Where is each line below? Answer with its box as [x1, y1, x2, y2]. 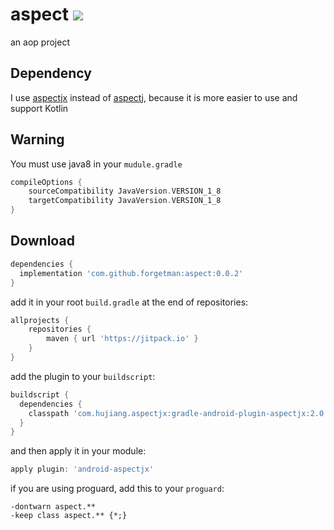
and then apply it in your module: [10, 445, 147, 457]
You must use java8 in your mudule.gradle [10, 158, 183, 170]
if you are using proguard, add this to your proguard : [10, 483, 225, 495]
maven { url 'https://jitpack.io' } [46, 334, 199, 344]
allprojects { [10, 315, 70, 325]
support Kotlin [10, 102, 69, 114]
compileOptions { [10, 177, 83, 187]
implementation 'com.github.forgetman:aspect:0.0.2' [19, 268, 244, 278]
